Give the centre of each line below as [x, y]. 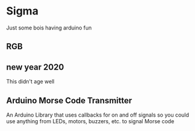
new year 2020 [35, 67]
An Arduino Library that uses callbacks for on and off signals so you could [98, 115]
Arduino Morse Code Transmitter [69, 100]
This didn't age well [31, 82]
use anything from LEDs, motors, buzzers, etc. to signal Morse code [90, 121]
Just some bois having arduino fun [49, 28]
